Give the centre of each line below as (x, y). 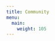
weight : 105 (32, 29)
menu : (13, 17)
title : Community (28, 12)
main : (19, 23)
